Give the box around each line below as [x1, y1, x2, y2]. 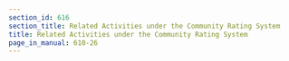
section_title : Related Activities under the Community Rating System [8, 22, 281, 30]
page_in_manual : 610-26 [8, 38, 99, 48]
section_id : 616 [8, 13, 70, 22]
